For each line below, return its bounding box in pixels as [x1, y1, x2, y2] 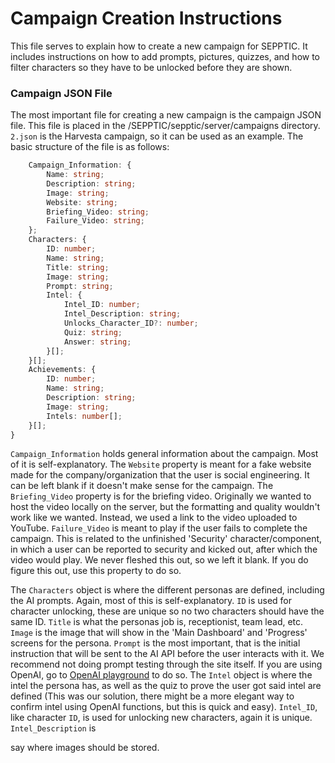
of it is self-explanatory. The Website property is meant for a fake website [10, 458, 312, 471]
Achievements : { [28, 365, 97, 375]
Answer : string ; [63, 337, 132, 347]
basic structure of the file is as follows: [10, 141, 170, 153]
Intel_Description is [10, 722, 97, 734]
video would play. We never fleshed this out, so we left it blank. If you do [10, 554, 309, 566]
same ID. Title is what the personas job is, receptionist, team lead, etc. [10, 616, 304, 628]
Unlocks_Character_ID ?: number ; [63, 318, 199, 329]
